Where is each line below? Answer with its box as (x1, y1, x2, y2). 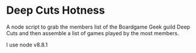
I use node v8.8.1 (6, 41, 48, 48)
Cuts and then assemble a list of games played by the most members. (6, 29, 179, 36)
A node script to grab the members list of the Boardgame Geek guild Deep (6, 23, 191, 30)
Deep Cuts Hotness (6, 4, 105, 17)
